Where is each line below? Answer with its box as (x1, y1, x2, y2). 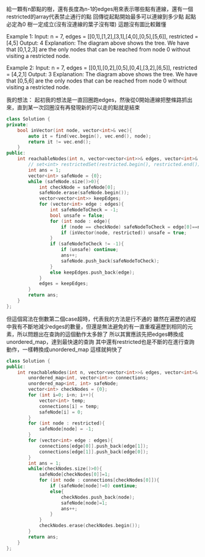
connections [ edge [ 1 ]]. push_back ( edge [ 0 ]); (38, 448, 149, 455)
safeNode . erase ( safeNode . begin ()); (38, 190, 130, 196)
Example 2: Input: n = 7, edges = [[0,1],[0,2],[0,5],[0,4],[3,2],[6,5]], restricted (6, 64, 197, 71)
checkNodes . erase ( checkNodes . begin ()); (38, 523, 140, 529)
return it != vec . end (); (28, 139, 92, 145)
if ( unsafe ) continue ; (60, 247, 119, 253)
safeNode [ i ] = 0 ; (38, 409, 84, 415)
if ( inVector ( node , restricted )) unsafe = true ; (60, 230, 187, 236)
